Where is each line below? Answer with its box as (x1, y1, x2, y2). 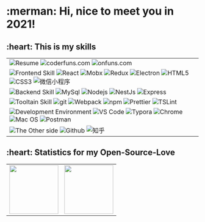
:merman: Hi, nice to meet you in (6, 4, 174, 18)
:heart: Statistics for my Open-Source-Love (6, 148, 176, 158)
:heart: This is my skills (6, 41, 96, 52)
